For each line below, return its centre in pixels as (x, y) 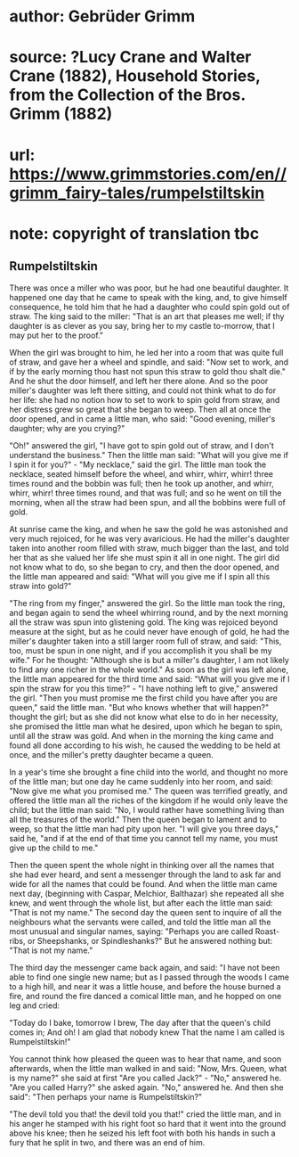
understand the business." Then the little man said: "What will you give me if (149, 455)
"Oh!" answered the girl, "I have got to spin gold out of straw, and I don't (141, 445)
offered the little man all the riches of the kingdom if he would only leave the (149, 800)
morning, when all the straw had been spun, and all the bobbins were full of (148, 502)
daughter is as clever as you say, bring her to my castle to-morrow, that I (142, 325)
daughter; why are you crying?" (67, 428)
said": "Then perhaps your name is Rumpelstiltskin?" (106, 1096)
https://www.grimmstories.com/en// (148, 173)
